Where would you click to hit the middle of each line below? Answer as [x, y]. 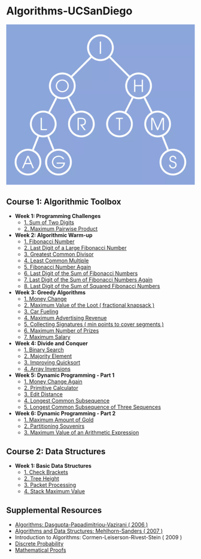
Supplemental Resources [54, 510]
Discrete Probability [39, 543]
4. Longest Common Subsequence [66, 401]
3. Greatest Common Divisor [59, 254]
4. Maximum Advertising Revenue [65, 318]
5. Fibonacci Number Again [57, 267]
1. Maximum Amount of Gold [59, 420]
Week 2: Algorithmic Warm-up [54, 235]
